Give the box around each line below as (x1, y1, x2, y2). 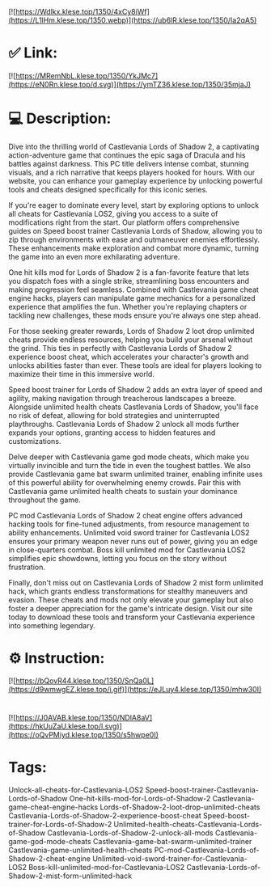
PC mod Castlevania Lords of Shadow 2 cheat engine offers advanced (8, 510, 243, 520)
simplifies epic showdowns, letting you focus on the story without (8, 553, 227, 563)
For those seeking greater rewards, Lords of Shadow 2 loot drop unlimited (8, 326, 255, 336)
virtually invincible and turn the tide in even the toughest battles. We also (8, 460, 251, 470)
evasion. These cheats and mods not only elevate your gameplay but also (8, 594, 254, 605)
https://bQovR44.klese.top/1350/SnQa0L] (15, 675, 155, 686)
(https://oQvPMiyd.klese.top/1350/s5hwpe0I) (8, 730, 159, 739)
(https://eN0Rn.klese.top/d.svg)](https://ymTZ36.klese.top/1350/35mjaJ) (8, 79, 252, 89)
